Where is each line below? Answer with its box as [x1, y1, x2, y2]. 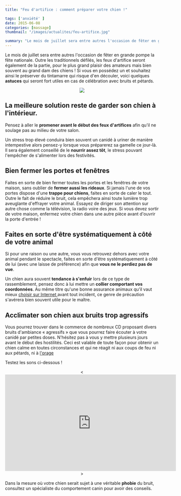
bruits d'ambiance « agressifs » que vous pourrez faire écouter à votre [5, 329, 147, 335]
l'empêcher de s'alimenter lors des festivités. [5, 152, 96, 158]
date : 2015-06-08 [5, 21, 40, 25]
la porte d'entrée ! [5, 216, 41, 222]
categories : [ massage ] [5, 25, 51, 30]
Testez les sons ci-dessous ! [5, 360, 62, 366]
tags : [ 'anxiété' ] [5, 16, 45, 21]
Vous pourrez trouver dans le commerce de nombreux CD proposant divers [5, 324, 157, 330]
